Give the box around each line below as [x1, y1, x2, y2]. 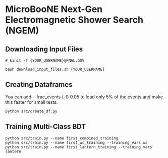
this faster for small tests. [5, 99, 58, 105]
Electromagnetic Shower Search [5, 14, 144, 26]
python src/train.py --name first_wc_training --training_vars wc [5, 140, 148, 145]
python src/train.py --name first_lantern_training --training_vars [5, 144, 152, 149]
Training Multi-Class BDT [5, 122, 86, 131]
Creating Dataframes [5, 80, 73, 89]
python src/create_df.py [5, 109, 58, 114]
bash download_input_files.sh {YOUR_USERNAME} [5, 67, 105, 72]
